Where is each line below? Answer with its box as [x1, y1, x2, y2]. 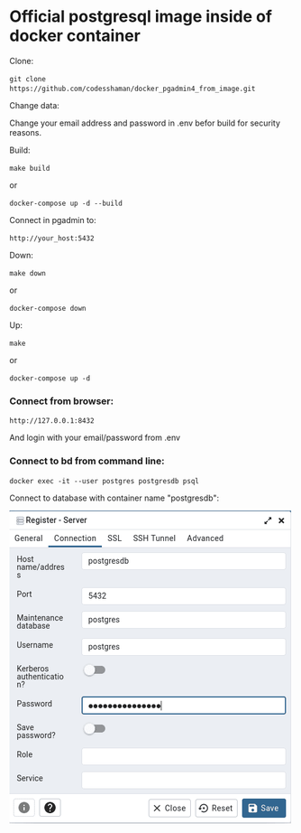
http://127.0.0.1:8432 [9, 416, 95, 426]
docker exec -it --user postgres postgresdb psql [9, 476, 200, 485]
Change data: [9, 99, 60, 110]
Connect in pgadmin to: [9, 214, 96, 225]
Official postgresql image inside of [9, 6, 273, 27]
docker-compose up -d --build [9, 199, 123, 208]
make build [9, 164, 50, 173]
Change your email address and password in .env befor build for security [9, 117, 281, 128]
